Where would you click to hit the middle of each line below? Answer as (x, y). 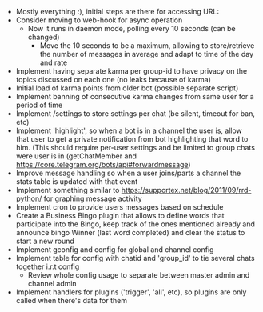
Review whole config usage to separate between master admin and (139, 275)
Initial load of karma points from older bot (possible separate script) (127, 88)
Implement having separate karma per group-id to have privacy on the (131, 71)
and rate (54, 62)
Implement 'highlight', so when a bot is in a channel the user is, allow (129, 130)
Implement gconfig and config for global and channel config (115, 250)
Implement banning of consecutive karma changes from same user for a (135, 96)
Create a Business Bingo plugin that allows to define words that (120, 216)
